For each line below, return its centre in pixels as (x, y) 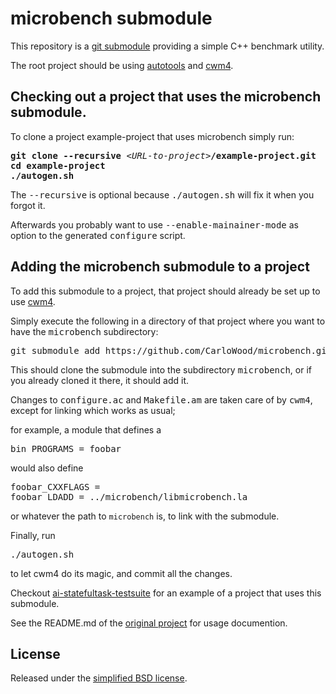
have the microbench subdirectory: (84, 331)
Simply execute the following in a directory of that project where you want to (168, 321)
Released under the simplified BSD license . (99, 678)
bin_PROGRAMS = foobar (66, 448)
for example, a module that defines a (86, 429)
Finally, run (33, 535)
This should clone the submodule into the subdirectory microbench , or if (161, 369)
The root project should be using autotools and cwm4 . (122, 65)
